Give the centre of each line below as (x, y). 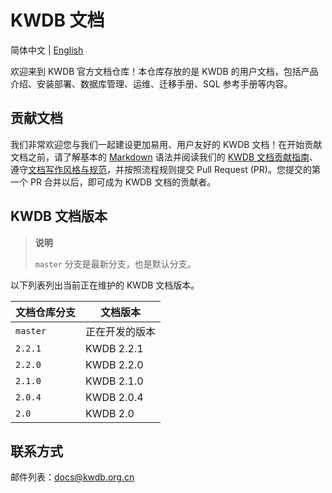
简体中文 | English (47, 50)
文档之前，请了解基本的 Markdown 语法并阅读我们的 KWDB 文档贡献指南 (160, 157)
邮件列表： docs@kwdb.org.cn (72, 477)
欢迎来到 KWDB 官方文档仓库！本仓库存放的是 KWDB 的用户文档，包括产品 (164, 71)
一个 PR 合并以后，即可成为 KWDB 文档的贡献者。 (113, 182)
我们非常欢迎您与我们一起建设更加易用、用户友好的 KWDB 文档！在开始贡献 (166, 144)
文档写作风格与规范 (67, 169)
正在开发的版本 (121, 331)
